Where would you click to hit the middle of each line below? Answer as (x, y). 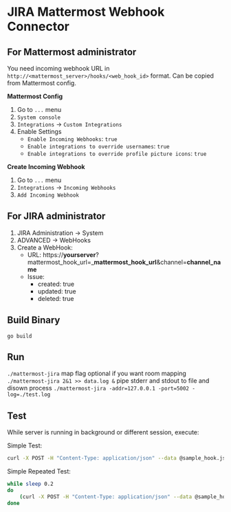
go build (20, 336)
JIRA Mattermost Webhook (86, 12)
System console (39, 118)
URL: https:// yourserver (62, 254)
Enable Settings (39, 132)
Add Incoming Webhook (48, 195)
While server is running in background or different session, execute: (103, 432)
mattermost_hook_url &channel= (140, 262)
